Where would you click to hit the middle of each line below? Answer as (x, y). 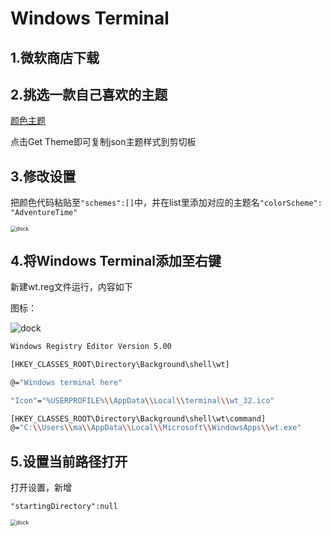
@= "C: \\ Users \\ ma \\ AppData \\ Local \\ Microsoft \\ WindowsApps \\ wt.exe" (156, 428)
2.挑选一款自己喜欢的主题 (89, 94)
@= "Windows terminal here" (66, 382)
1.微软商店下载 (55, 57)
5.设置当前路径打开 (69, 461)
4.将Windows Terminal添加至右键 (116, 260)
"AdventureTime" (44, 213)
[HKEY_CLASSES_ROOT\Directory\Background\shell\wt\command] (138, 418)
